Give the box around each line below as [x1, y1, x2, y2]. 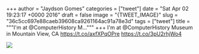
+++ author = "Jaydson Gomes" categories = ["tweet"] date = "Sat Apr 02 [6, 5, 189, 12]
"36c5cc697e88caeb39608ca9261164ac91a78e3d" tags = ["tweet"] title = [6, 18, 191, 24]
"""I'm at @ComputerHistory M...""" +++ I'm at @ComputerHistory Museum [6, 24, 193, 31]
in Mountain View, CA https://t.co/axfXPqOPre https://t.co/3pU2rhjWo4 [6, 30, 182, 37]
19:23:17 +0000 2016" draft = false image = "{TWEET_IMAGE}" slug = [6, 11, 179, 18]
